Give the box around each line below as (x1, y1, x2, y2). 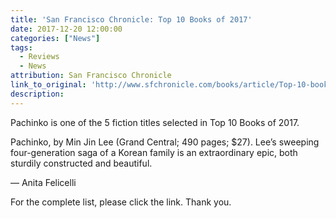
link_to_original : (10, 80, 87, 90)
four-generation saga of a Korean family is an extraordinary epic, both (10, 146, 298, 158)
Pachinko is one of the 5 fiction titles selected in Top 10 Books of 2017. (10, 116, 300, 128)
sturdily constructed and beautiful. (10, 157, 153, 169)
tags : (10, 42, 33, 53)
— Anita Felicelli (10, 176, 77, 188)
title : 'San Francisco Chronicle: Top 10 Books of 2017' (10, 14, 253, 25)
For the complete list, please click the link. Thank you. (10, 196, 232, 208)
